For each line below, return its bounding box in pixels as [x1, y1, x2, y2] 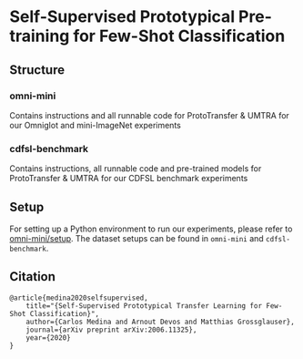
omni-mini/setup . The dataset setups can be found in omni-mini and [9, 232, 264, 243]
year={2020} [25, 333, 71, 343]
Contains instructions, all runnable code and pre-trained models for [9, 163, 262, 174]
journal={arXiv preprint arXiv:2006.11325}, [25, 325, 197, 334]
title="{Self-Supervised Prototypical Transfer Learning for [25, 301, 262, 311]
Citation [9, 269, 56, 284]
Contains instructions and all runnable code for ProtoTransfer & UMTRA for [9, 109, 289, 120]
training [9, 26, 70, 46]
